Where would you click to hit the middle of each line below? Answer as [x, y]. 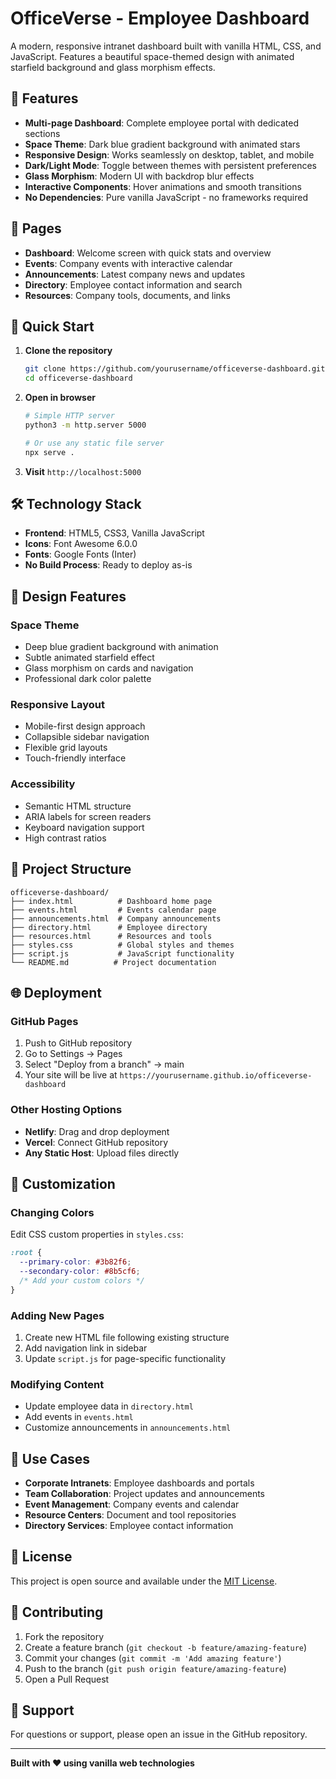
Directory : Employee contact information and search [133, 284]
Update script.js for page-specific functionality [125, 1358]
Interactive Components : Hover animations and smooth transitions [163, 186]
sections [42, 133]
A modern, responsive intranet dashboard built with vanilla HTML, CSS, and [166, 46]
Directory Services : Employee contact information [129, 1525]
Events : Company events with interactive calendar [128, 263]
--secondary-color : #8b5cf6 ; [80, 1271]
